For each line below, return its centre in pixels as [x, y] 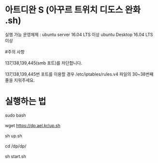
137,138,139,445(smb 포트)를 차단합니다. [44, 63]
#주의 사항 [15, 52]
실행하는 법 [26, 102]
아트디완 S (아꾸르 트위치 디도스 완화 [73, 10]
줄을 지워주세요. [20, 80]
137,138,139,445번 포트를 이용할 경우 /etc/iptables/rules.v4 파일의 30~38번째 [79, 74]
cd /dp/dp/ [16, 146]
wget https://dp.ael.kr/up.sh [33, 125]
